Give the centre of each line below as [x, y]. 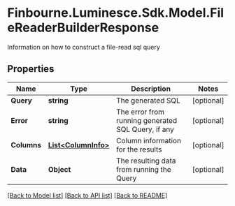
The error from [141, 112]
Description [151, 89]
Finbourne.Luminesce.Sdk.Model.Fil [116, 13]
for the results [139, 149]
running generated [147, 120]
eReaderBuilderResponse [83, 28]
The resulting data [146, 161]
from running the [144, 169]
